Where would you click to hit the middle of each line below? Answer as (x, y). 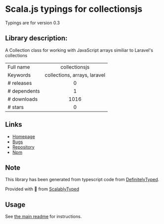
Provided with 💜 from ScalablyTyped (42, 189)
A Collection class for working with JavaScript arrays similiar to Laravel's (79, 50)
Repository (23, 147)
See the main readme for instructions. (43, 217)
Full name (19, 67)
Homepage (24, 136)
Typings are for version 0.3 (33, 23)
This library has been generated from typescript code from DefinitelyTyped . (82, 180)
